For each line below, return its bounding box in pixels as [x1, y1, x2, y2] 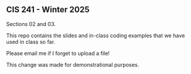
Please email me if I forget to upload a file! [6, 50, 110, 57]
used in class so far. [6, 38, 56, 45]
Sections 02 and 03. [6, 20, 56, 27]
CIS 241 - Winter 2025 [6, 5, 90, 15]
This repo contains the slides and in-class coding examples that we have [6, 32, 185, 39]
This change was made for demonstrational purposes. [6, 61, 139, 68]
